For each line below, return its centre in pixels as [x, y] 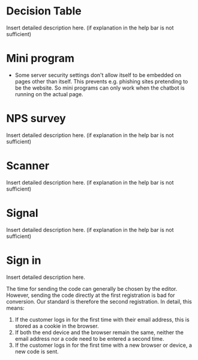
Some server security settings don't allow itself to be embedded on [98, 75]
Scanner [28, 166]
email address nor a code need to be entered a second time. [89, 338]
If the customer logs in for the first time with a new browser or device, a [103, 345]
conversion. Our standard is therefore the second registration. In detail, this [99, 301]
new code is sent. [37, 351]
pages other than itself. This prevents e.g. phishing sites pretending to [101, 81]
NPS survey [36, 119]
